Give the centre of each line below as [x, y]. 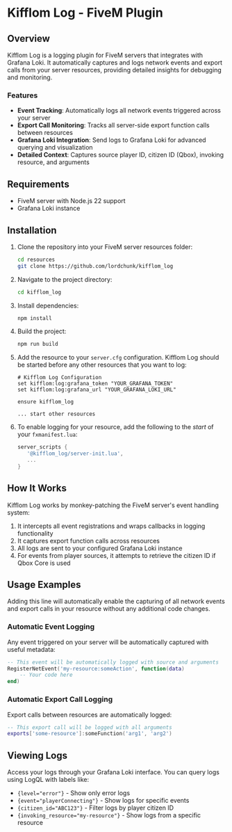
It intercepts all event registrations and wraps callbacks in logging [111, 526]
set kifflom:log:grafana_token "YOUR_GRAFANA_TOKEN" [95, 384]
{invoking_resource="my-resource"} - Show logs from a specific [109, 815]
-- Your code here [46, 675]
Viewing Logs [38, 755]
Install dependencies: [48, 305]
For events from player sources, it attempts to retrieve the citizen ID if [116, 555]
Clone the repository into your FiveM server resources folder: [105, 247]
